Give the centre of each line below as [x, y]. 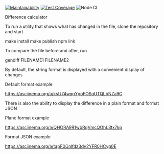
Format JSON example [28, 137]
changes [14, 75]
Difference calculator [26, 17]
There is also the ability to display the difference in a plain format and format [82, 103]
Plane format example [27, 118]
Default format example [29, 84]
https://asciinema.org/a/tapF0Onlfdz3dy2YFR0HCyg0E [61, 146]
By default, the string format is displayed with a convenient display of [75, 69]
